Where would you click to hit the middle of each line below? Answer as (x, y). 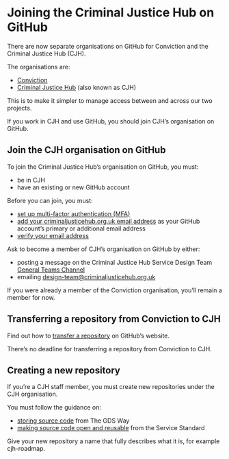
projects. (19, 108)
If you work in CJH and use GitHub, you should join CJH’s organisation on (111, 121)
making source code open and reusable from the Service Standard (111, 428)
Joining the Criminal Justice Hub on (111, 13)
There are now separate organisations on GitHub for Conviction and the (108, 46)
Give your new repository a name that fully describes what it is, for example (113, 441)
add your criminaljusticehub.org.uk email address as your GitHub (108, 221)
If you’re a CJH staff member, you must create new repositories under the (111, 387)
